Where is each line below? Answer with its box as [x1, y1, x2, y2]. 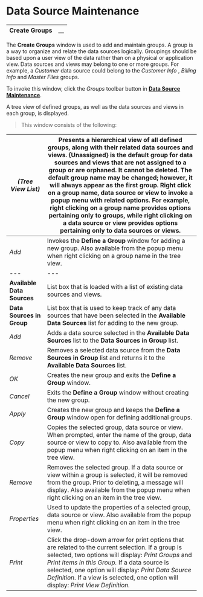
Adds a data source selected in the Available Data [47, 328, 190, 337]
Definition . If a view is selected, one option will [47, 573, 178, 581]
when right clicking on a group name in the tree [47, 251, 181, 260]
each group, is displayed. [6, 109, 69, 117]
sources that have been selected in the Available [47, 311, 186, 320]
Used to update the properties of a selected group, [47, 503, 191, 511]
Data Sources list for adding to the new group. [47, 318, 179, 327]
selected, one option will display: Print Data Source [47, 566, 192, 574]
